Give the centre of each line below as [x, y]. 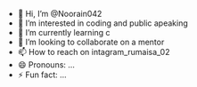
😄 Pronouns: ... [46, 65]
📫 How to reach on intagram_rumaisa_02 [94, 52]
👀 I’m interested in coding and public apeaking [103, 23]
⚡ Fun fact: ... [42, 75]
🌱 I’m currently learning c [64, 32]
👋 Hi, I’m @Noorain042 [60, 14]
